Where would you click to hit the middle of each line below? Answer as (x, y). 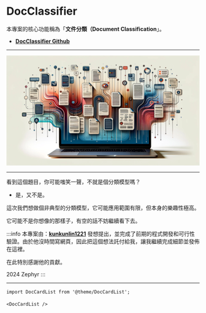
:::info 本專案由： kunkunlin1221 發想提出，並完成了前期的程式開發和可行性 (101, 234)
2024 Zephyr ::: (26, 274)
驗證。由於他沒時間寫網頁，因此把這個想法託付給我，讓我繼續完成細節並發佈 (103, 241)
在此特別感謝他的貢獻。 (36, 262)
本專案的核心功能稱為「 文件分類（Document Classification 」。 (86, 29)
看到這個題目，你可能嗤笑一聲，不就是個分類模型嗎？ (74, 182)
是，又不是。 (31, 194)
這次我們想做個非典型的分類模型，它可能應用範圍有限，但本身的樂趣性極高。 (103, 208)
